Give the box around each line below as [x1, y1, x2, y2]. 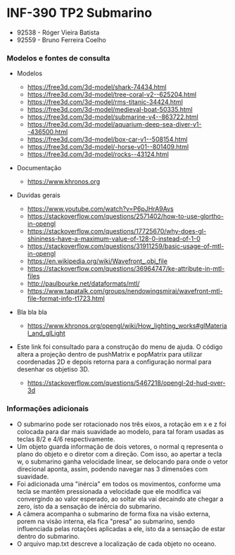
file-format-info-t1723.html [27, 294, 105, 303]
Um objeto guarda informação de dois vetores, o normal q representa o [16, 442, 224, 451]
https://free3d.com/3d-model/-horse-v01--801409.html [27, 143, 189, 151]
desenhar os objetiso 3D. [16, 365, 89, 374]
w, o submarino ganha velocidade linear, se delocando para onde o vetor [16, 457, 229, 466]
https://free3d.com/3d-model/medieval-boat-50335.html [27, 106, 193, 114]
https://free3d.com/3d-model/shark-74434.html [27, 83, 167, 91]
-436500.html [27, 128, 68, 136]
